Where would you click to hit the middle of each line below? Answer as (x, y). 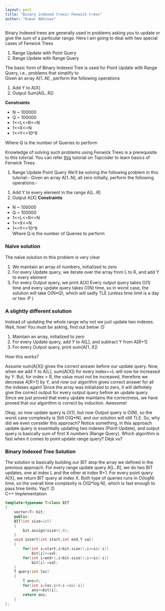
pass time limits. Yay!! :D (30, 489)
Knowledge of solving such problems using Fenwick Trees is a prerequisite (81, 152)
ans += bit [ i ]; (45, 590)
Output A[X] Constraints (37, 198)
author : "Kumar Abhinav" (31, 19)
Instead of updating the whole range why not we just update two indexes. (80, 322)
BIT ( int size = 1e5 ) (33, 521)
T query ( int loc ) (32, 572)
